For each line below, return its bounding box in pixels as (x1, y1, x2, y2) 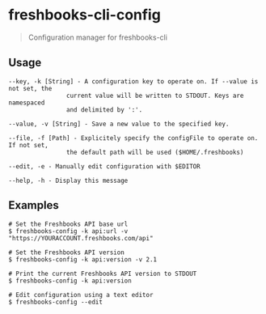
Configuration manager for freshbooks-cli (27, 32, 168, 42)
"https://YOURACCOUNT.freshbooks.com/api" (8, 234, 154, 242)
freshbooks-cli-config (8, 6, 162, 24)
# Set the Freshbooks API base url (8, 220, 129, 228)
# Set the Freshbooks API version (8, 248, 125, 257)
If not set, (8, 141, 49, 149)
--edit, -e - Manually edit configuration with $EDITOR (8, 162, 201, 171)
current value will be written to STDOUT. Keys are (65, 91, 244, 100)
